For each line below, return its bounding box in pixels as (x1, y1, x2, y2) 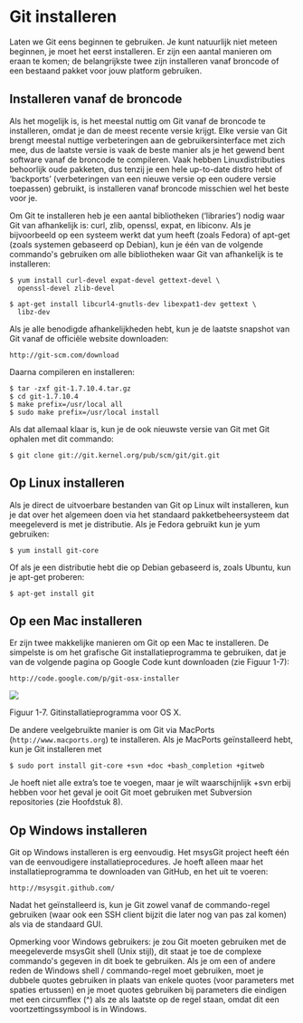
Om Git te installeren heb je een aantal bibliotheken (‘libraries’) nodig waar (9, 210, 285, 221)
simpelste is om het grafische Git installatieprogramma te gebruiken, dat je (9, 647, 287, 658)
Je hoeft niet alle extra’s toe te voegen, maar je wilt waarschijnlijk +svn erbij (9, 777, 291, 788)
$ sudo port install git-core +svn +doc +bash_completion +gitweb (9, 761, 265, 771)
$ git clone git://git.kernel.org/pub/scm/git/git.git (9, 450, 221, 459)
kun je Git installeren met (9, 744, 102, 755)
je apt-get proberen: (9, 571, 85, 582)
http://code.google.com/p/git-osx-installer (9, 674, 180, 683)
